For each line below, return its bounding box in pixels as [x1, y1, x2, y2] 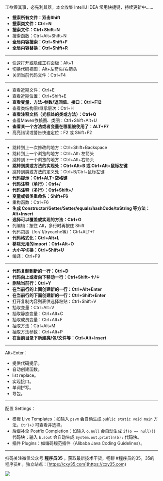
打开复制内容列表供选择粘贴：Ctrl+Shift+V [12, 298, 97, 304]
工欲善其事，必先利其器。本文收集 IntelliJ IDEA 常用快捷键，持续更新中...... [5, 4, 154, 10]
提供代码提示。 [12, 360, 42, 366]
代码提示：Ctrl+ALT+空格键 [12, 175, 68, 181]
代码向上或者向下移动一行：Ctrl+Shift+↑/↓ [12, 274, 100, 280]
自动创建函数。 [12, 367, 42, 372]
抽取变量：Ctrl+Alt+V [12, 305, 55, 310]
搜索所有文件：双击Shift [12, 15, 61, 20]
